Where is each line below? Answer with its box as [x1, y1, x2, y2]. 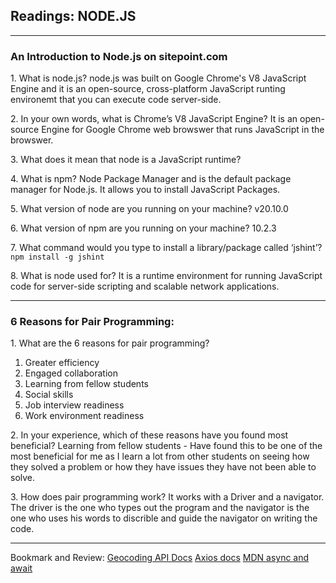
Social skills [24, 389, 74, 401]
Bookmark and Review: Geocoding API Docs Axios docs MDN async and [10, 552, 310, 564]
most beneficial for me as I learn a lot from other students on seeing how [10, 450, 310, 463]
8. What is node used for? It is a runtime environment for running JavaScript [10, 270, 323, 282]
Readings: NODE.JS [10, 8, 137, 25]
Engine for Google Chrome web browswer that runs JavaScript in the [41, 124, 325, 136]
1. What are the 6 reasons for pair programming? [10, 337, 210, 349]
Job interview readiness [24, 399, 125, 411]
